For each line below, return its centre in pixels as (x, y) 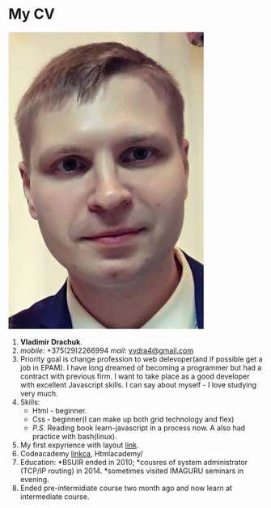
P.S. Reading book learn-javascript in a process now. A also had (138, 428)
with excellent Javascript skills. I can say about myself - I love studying (138, 384)
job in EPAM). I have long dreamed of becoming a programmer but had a (141, 367)
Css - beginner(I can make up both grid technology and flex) (133, 419)
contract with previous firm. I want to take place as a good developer (135, 376)
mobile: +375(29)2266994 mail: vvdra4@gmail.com (107, 350)
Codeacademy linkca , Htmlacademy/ (81, 453)
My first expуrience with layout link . (79, 445)
